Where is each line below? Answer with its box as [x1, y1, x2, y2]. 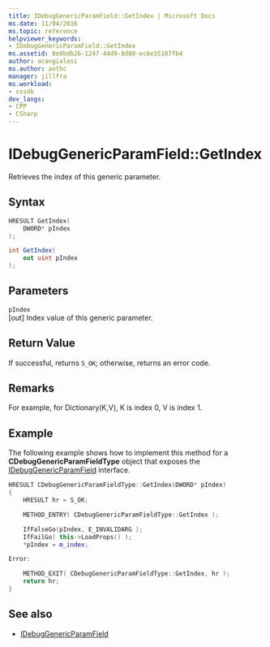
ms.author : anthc [8, 65, 67, 73]
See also [8, 607, 53, 621]
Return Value [8, 336, 75, 350]
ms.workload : [8, 80, 53, 88]
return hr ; [23, 577, 60, 585]
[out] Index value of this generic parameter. [8, 313, 153, 322]
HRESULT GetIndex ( [8, 217, 71, 225]
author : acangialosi [8, 58, 79, 66]
